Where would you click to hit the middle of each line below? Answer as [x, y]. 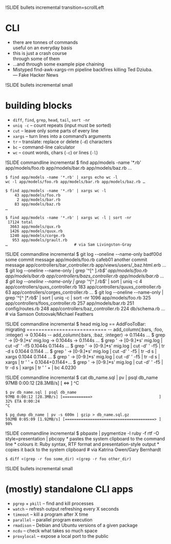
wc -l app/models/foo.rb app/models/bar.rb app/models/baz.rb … [75, 182]
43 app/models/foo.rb [37, 195]
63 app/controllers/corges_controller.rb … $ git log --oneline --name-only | [84, 292]
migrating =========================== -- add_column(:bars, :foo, [84, 329]
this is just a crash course [40, 53]
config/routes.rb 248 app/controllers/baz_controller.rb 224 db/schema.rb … [85, 308]
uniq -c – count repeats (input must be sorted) [62, 125]
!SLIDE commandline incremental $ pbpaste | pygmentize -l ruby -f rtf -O [82, 433]
